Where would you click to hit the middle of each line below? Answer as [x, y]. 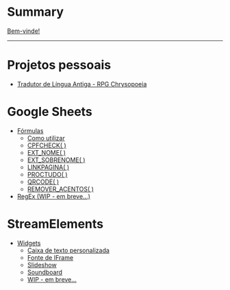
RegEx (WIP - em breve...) [54, 196]
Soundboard [45, 272]
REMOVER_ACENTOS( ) [61, 189]
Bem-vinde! [24, 31]
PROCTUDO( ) [47, 174]
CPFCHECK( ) [47, 145]
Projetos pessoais [59, 65]
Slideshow [42, 265]
